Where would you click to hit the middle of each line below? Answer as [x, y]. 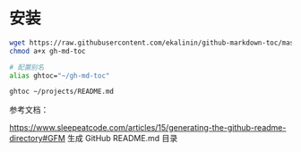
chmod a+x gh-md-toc [48, 51]
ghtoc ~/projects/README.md [62, 92]
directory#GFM [37, 139]
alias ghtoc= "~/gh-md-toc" [60, 76]
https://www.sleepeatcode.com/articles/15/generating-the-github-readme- [148, 128]
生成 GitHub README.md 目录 [122, 139]
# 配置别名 [27, 67]
